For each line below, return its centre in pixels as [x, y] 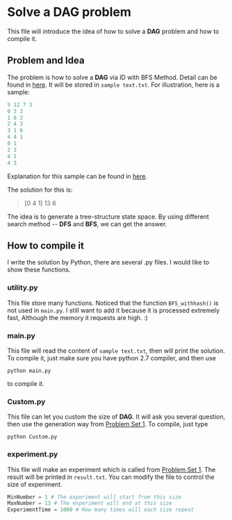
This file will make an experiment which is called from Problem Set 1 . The [111, 469]
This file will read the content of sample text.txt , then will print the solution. [116, 351]
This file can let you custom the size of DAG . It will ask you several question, [116, 417]
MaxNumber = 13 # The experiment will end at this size [90, 503]
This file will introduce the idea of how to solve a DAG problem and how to [113, 31]
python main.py [29, 371]
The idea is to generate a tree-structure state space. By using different [108, 217]
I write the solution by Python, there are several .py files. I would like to [108, 262]
